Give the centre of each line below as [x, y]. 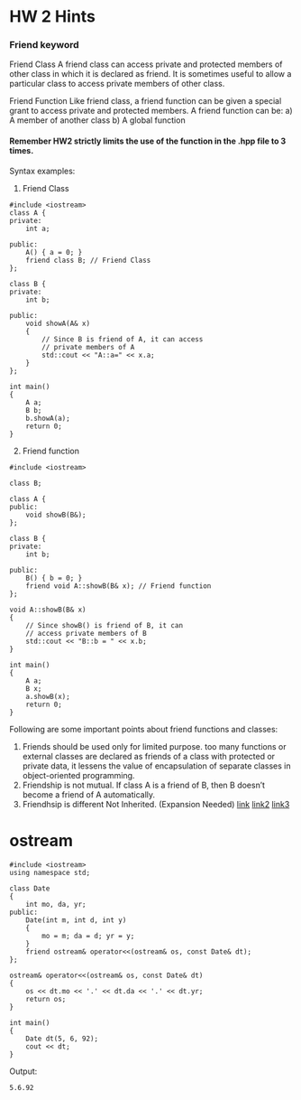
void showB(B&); [56, 515]
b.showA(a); [48, 418]
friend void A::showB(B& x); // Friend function [119, 586]
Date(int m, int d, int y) [76, 920]
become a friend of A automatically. [89, 794]
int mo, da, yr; [56, 904]
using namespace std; [50, 872]
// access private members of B [86, 633]
